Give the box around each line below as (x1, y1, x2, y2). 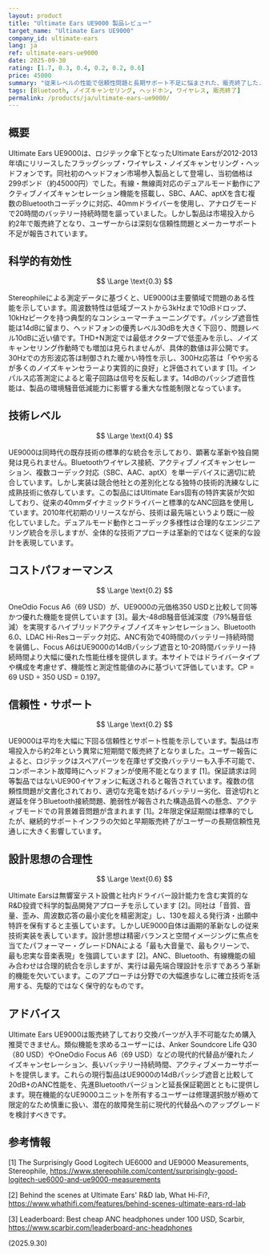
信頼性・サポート (8, 698, 93, 711)
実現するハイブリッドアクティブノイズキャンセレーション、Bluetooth (29, 621, 256, 631)
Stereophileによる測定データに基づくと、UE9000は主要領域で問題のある (8, 292, 248, 302)
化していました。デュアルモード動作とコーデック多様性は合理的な (8, 517, 226, 527)
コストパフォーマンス (8, 564, 114, 577)
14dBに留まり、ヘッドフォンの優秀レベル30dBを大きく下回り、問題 (22, 323, 246, 332)
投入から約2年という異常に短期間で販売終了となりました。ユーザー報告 (14, 746, 251, 756)
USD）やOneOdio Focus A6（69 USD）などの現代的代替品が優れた (26, 1049, 248, 1059)
